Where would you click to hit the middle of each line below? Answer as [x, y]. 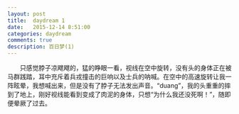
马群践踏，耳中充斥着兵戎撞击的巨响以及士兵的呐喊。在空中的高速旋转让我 [116, 76]
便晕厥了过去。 [29, 103]
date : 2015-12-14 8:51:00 [49, 27]
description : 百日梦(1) [41, 47]
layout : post [27, 14]
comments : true [30, 40]
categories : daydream [39, 34]
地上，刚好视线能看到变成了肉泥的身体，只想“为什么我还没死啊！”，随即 [125, 94]
